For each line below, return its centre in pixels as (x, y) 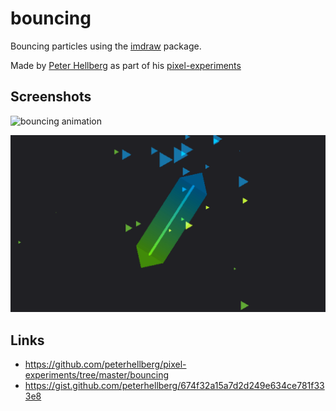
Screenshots (51, 97)
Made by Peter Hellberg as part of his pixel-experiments (126, 65)
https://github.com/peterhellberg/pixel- (105, 364)
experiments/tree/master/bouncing (97, 375)
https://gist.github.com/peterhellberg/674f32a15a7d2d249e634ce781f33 (174, 386)
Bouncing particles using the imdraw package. (106, 46)
